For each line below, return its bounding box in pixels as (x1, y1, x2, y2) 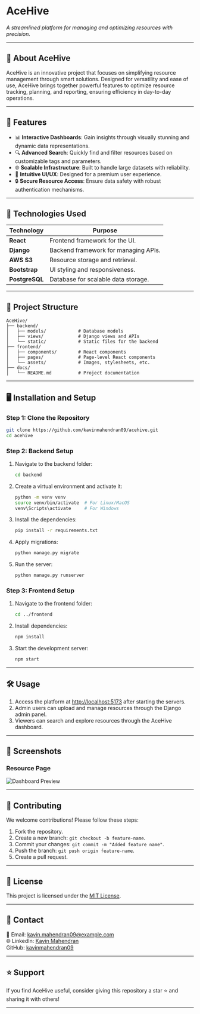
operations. (6, 94, 35, 102)
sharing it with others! (6, 995, 60, 1003)
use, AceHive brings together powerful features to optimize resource (6, 82, 175, 89)
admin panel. (14, 711, 47, 718)
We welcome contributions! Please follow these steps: (6, 816, 139, 824)
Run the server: (14, 561, 53, 568)
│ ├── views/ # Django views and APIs (6, 333, 140, 340)
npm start (14, 656, 40, 662)
